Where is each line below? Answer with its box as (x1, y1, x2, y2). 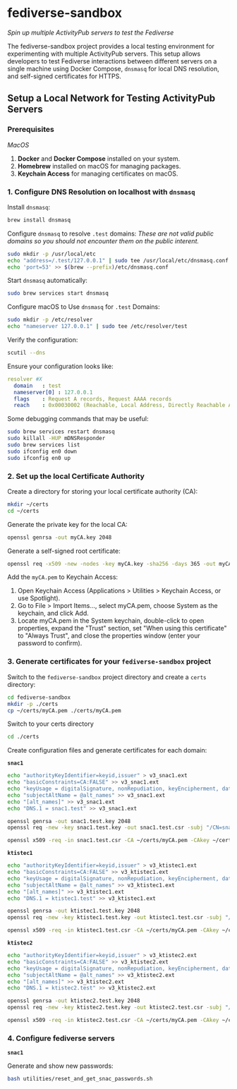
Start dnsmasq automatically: (7, 276, 88, 285)
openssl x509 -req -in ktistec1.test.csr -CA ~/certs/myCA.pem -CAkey (7, 927, 219, 934)
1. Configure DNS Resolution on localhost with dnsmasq (7, 187, 195, 197)
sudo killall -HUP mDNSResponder (7, 435, 106, 442)
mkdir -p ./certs (7, 700, 59, 707)
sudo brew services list (7, 442, 80, 449)
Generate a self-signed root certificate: (7, 547, 121, 555)
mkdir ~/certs (7, 501, 49, 508)
